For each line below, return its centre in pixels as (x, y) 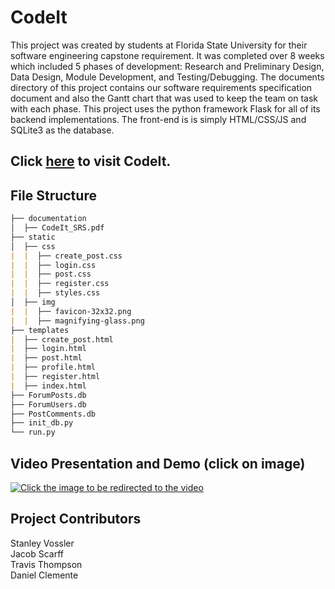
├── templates (40, 330)
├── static (33, 237)
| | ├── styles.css (55, 293)
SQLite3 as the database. (62, 130)
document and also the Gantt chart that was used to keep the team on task (164, 98)
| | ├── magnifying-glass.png (77, 321)
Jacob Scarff (37, 553)
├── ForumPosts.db (48, 395)
